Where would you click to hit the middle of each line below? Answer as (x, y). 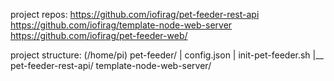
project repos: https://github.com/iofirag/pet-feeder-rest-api (135, 14)
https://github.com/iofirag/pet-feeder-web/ (99, 35)
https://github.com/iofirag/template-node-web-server (121, 25)
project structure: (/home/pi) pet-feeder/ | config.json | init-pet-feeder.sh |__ (167, 55)
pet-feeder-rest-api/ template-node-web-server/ (111, 65)
